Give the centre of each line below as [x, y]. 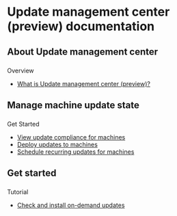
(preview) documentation [81, 26]
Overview [21, 70]
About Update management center [83, 52]
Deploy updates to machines [57, 144]
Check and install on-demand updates [71, 205]
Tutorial [18, 192]
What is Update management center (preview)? [83, 83]
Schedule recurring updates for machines [76, 152]
